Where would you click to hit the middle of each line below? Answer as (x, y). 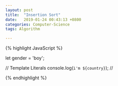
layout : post (19, 10)
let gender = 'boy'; (25, 58)
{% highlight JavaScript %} (34, 48)
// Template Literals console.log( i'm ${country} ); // (59, 68)
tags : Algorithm (23, 29)
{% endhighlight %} (26, 78)
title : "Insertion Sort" (33, 15)
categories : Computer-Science (38, 24)
